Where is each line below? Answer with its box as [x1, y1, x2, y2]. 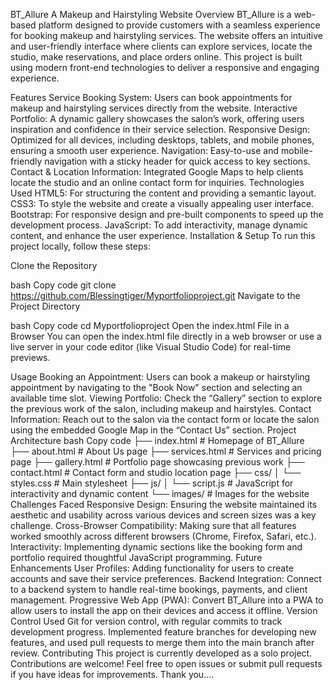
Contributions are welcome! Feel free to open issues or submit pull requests [10, 658, 323, 669]
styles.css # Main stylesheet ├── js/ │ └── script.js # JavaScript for [10, 477, 294, 489]
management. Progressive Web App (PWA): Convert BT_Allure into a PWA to [10, 594, 324, 606]
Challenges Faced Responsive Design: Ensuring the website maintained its [10, 499, 318, 510]
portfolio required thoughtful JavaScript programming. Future [10, 552, 263, 563]
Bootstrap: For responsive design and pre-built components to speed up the [10, 209, 324, 220]
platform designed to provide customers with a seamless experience [38, 19, 321, 31]
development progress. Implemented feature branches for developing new [10, 626, 317, 638]
